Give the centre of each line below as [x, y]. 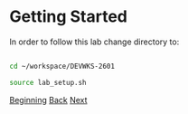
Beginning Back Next [48, 100]
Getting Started [69, 17]
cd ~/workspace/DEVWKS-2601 [62, 66]
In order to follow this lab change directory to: [94, 42]
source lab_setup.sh [48, 82]
